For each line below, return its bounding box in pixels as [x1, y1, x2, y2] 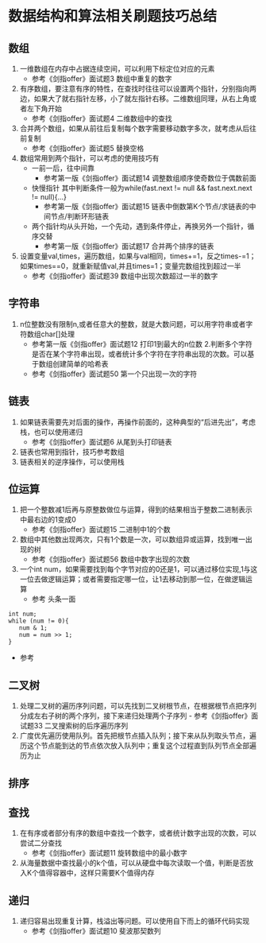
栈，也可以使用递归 [19, 427, 83, 437]
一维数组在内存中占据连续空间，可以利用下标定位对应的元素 [19, 64, 215, 73]
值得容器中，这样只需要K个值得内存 [38, 868, 155, 878]
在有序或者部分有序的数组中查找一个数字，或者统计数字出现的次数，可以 [19, 829, 256, 838]
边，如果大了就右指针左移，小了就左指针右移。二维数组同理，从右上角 [19, 94, 250, 103]
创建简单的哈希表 [52, 359, 109, 368]
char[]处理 [40, 329, 75, 339]
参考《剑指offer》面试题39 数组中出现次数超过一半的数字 [31, 271, 218, 281]
